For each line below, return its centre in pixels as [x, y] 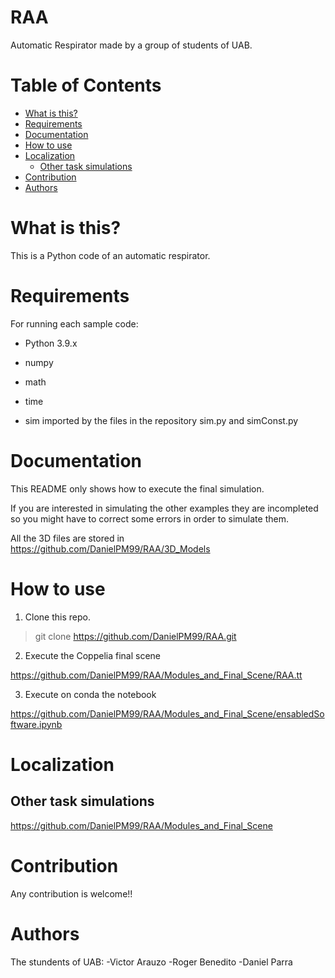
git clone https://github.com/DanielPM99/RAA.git [135, 636]
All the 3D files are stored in [67, 538]
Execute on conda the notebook [90, 694]
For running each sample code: [74, 323]
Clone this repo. [57, 617]
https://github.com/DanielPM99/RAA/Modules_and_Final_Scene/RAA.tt [156, 675]
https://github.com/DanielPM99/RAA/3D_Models [110, 548]
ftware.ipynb [36, 724]
